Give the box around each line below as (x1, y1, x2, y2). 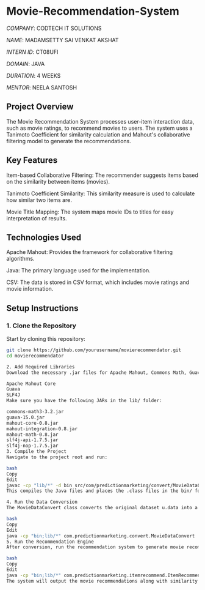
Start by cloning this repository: (6, 335, 85, 343)
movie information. (6, 285, 54, 293)
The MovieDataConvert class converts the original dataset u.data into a (6, 505, 198, 511)
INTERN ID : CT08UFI (6, 48, 59, 56)
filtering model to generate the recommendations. (6, 137, 131, 144)
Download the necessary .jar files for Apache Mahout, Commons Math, (6, 369, 187, 376)
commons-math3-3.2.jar (6, 409, 64, 415)
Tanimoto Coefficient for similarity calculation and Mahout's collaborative (6, 130, 190, 138)
